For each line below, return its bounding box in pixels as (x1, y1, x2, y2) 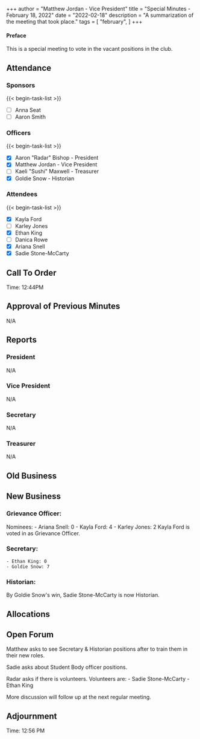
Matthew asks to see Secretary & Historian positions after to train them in (6, 645, 188, 653)
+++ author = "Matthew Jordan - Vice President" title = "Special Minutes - (6, 5, 191, 12)
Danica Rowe (14, 236, 48, 244)
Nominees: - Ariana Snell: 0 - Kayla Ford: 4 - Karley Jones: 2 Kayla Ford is (6, 523, 190, 530)
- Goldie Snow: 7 (6, 564, 50, 570)
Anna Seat (14, 106, 41, 114)
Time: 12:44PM (6, 284, 44, 291)
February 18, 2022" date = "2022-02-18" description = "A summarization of (6, 11, 194, 19)
